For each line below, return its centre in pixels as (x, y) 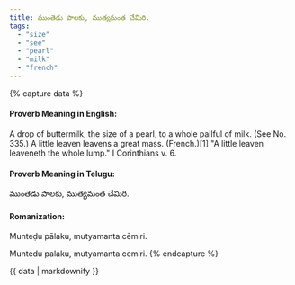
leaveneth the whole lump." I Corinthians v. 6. (93, 153)
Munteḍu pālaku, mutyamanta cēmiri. (78, 236)
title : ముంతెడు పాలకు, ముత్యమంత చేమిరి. (80, 18)
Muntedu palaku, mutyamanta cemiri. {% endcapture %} (114, 254)
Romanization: (37, 216)
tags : (19, 26)
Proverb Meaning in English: (63, 114)
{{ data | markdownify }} (54, 272)
